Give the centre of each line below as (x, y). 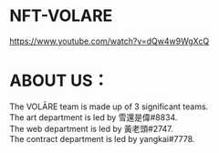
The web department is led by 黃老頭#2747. (91, 128)
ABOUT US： (59, 81)
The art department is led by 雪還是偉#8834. (94, 117)
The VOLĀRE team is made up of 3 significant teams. (109, 107)
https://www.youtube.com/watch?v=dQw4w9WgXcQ (109, 41)
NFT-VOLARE (61, 16)
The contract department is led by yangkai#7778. (102, 138)
